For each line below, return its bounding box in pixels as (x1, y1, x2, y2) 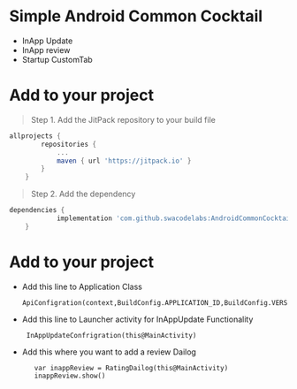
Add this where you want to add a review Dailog (21, 347, 197, 357)
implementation (56, 214, 113, 223)
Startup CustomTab (21, 54, 93, 65)
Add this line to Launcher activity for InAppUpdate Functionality (21, 314, 254, 324)
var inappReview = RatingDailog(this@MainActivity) (34, 363, 229, 372)
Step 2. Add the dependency (30, 188, 136, 200)
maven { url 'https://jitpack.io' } (56, 156, 192, 165)
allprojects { (9, 131, 62, 141)
